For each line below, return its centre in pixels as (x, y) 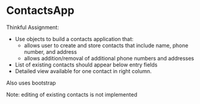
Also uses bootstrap (31, 83)
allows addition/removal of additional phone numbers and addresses (109, 58)
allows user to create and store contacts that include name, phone (106, 45)
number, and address (50, 51)
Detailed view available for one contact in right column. (83, 71)
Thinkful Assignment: (33, 27)
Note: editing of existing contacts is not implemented (72, 94)
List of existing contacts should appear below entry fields (86, 65)
